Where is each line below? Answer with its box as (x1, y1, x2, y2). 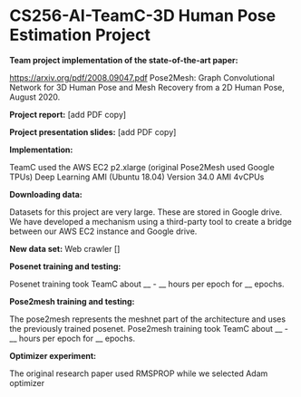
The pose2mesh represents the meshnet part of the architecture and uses (9, 314, 286, 324)
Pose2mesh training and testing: (9, 295, 135, 306)
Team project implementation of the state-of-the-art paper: (9, 54, 238, 65)
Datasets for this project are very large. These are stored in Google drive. (9, 206, 283, 218)
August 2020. (9, 92, 61, 102)
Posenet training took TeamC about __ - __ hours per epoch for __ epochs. (9, 278, 285, 289)
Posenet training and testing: (9, 260, 121, 272)
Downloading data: (9, 189, 83, 199)
